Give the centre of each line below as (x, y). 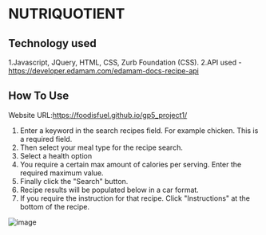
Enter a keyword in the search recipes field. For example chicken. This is (139, 130)
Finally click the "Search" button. (74, 181)
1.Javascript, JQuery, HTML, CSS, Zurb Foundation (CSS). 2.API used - (125, 62)
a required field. (46, 139)
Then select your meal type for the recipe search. (101, 147)
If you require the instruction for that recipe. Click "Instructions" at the (135, 198)
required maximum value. (62, 173)
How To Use (39, 96)
